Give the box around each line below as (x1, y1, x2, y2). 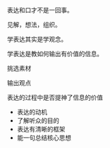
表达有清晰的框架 (16, 125, 66, 133)
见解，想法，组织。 (7, 21, 61, 29)
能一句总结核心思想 (16, 134, 72, 142)
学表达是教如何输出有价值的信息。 (7, 50, 103, 58)
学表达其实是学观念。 (7, 35, 67, 43)
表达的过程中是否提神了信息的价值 (7, 93, 103, 101)
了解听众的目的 (16, 116, 59, 125)
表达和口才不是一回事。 (7, 6, 73, 14)
